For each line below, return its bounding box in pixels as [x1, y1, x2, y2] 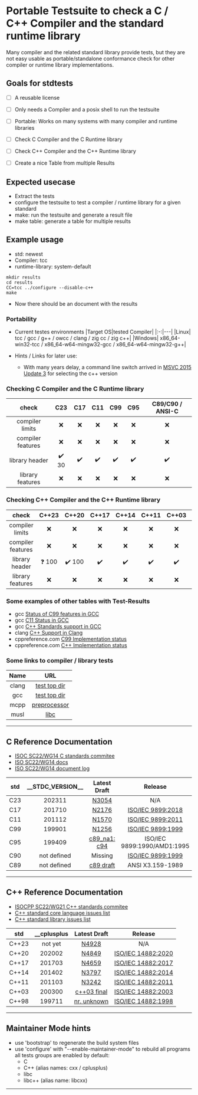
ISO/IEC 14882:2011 [114, 978, 174, 986]
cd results [6, 279, 33, 286]
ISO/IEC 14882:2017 [114, 959, 174, 967]
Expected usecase [6, 177, 75, 187]
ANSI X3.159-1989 [127, 861, 184, 870]
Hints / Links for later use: [14, 352, 78, 359]
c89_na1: [89, 835, 115, 843]
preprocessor [31, 701, 70, 709]
